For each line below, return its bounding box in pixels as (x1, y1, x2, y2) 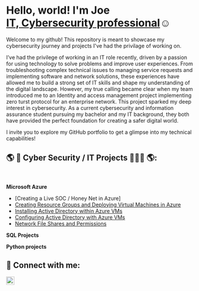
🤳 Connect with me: (6, 260, 80, 271)
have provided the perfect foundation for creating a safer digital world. (6, 117, 179, 124)
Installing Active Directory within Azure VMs (14, 207, 123, 214)
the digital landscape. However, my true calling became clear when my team (6, 85, 193, 92)
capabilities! (6, 134, 36, 142)
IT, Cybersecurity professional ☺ (6, 16, 171, 30)
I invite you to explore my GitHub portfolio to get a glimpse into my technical (6, 129, 192, 136)
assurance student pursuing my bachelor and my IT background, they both (6, 111, 189, 118)
